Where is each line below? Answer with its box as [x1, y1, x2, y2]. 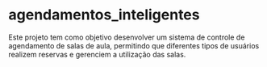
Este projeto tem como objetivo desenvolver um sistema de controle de [8, 32, 245, 42]
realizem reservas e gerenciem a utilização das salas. [8, 49, 186, 59]
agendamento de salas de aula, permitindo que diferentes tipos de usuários [8, 40, 260, 50]
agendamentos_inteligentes [8, 6, 200, 24]
